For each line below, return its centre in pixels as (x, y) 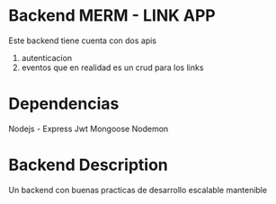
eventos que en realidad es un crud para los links (112, 67)
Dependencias (64, 104)
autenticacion (47, 58)
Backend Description (88, 165)
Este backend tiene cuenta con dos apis (82, 40)
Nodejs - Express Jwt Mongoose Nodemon (89, 129)
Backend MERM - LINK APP (112, 16)
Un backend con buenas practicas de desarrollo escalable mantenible (138, 190)
